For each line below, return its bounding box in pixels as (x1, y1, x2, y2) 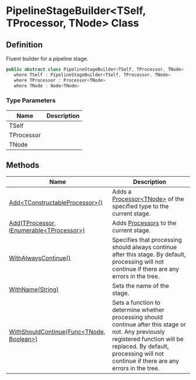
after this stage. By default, (112, 250, 186, 258)
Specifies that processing (112, 235, 183, 243)
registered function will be (112, 334, 184, 343)
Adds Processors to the (112, 219, 177, 227)
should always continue (112, 243, 177, 251)
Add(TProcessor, (9, 219, 57, 227)
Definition (6, 40, 43, 50)
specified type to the (112, 202, 169, 210)
